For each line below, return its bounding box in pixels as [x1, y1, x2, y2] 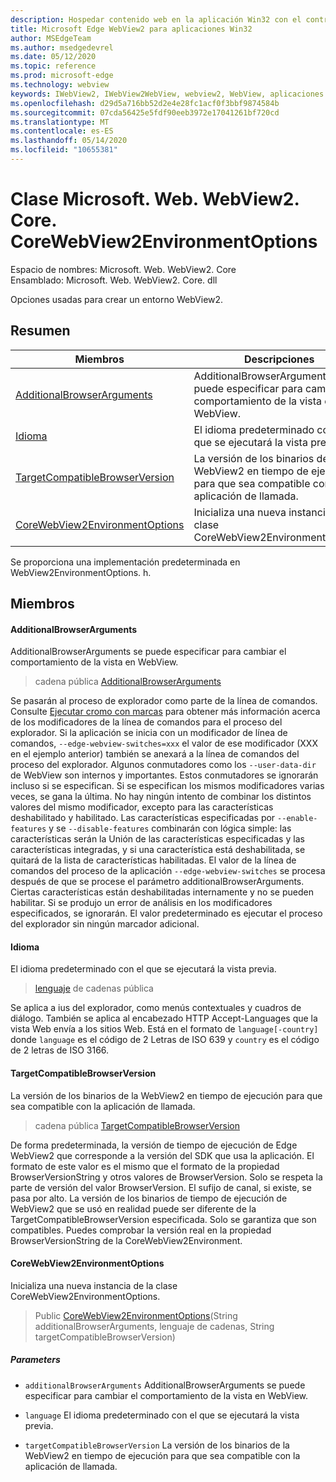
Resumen [10, 322, 71, 340]
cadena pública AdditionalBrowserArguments [34, 676, 222, 688]
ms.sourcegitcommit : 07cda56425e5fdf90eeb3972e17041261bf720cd [10, 107, 280, 118]
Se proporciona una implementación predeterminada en [10, 556, 241, 568]
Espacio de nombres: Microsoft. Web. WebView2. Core [10, 263, 237, 275]
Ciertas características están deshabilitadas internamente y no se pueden [10, 886, 314, 898]
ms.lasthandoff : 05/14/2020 [10, 136, 128, 146]
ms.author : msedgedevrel [10, 42, 114, 53]
